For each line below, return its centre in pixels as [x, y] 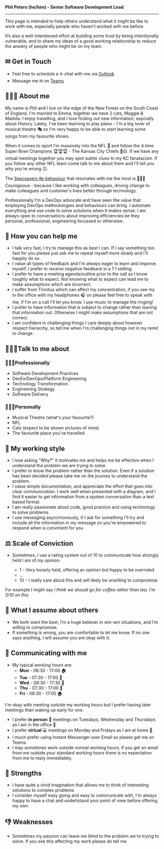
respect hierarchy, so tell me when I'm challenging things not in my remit [85, 328]
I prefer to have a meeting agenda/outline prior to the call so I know [80, 274]
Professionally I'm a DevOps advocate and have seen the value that [73, 200]
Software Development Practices [45, 374]
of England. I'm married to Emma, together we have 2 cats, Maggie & [74, 113]
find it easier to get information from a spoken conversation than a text [83, 497]
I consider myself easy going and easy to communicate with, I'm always [84, 796]
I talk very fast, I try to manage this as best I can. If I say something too [83, 248]
